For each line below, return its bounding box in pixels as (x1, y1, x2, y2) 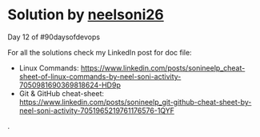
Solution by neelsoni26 (7, 6, 165, 24)
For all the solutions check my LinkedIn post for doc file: (7, 47, 193, 57)
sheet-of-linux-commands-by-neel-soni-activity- (18, 71, 182, 81)
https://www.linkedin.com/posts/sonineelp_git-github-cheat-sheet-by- (18, 97, 252, 107)
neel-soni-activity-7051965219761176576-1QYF (18, 106, 175, 115)
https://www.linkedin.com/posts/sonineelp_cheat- (80, 62, 246, 73)
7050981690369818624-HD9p (18, 80, 121, 90)
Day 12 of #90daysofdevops (7, 32, 101, 42)
